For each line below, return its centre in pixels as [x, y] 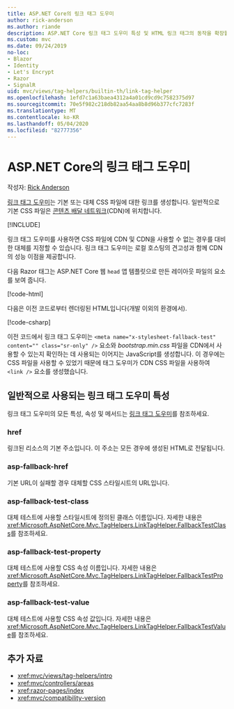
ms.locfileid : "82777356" [45, 130]
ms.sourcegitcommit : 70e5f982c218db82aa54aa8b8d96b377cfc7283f [101, 104]
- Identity [23, 65]
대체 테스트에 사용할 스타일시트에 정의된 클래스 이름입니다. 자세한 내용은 [105, 517]
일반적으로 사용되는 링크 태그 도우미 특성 [88, 395]
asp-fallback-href [38, 467]
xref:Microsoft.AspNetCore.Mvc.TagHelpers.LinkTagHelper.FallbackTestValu [117, 626]
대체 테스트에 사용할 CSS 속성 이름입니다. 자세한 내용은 [82, 568]
